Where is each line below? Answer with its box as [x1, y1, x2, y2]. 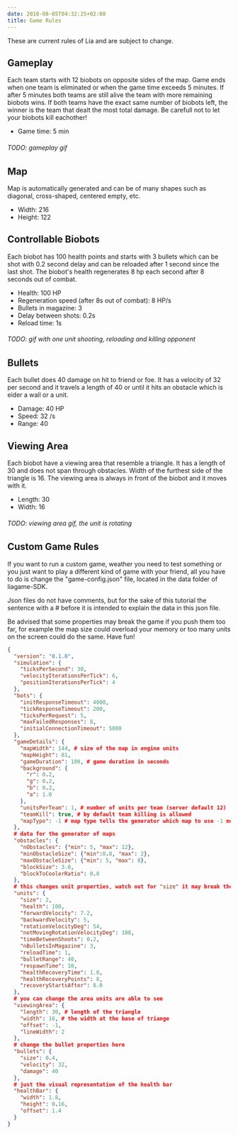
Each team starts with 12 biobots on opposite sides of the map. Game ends [7, 76, 226, 84]
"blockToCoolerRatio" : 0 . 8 [20, 870, 100, 877]
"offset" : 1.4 [20, 1107, 62, 1115]
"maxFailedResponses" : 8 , [20, 719, 97, 726]
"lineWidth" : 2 [20, 1028, 65, 1035]
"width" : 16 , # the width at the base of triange [20, 1015, 170, 1022]
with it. [7, 481, 27, 490]
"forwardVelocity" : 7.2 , [20, 909, 93, 916]
